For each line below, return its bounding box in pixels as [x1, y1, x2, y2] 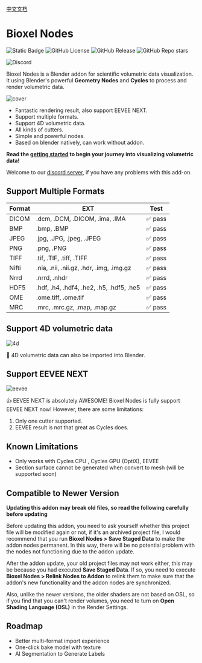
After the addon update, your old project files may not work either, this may [6, 559, 193, 567]
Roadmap [6, 621, 43, 632]
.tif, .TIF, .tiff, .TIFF [36, 254, 88, 262]
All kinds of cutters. [14, 126, 64, 133]
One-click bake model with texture [14, 644, 101, 651]
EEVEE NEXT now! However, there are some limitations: [6, 406, 144, 413]
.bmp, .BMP [36, 224, 69, 233]
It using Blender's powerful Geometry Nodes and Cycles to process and [6, 76, 187, 84]
